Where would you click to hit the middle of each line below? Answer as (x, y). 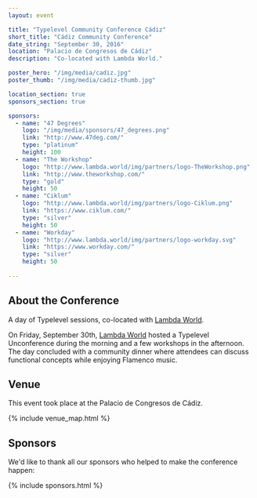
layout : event (31, 15)
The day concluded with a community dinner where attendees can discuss (128, 351)
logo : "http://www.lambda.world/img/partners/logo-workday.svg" (129, 240)
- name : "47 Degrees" (51, 123)
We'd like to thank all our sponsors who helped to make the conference (123, 462)
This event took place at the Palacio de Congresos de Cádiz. (106, 403)
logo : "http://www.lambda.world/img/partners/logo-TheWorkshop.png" (136, 167)
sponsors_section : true (47, 102)
